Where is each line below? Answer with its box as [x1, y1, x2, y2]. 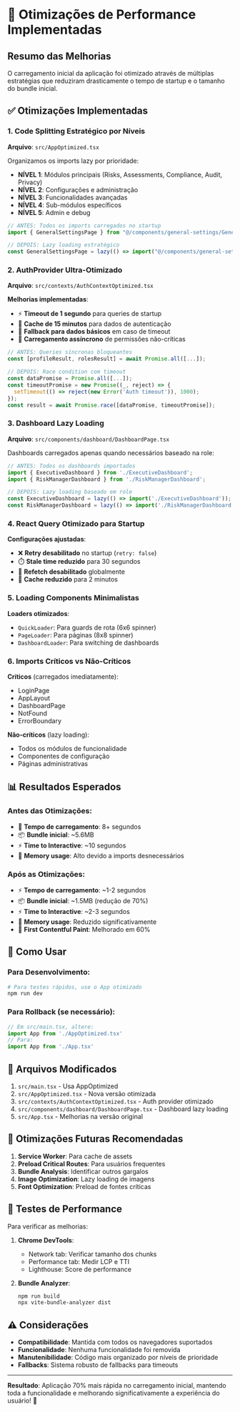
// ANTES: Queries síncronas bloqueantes [7, 349, 133, 356]
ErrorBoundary [17, 716, 62, 725]
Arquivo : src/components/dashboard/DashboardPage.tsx [7, 434, 170, 443]
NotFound [17, 709, 48, 717]
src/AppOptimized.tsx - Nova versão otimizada [17, 1089, 156, 1098]
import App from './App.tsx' [7, 1043, 94, 1050]
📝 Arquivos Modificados [7, 1063, 117, 1075]
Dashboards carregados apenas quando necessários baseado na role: [7, 448, 214, 457]
